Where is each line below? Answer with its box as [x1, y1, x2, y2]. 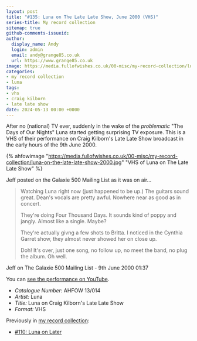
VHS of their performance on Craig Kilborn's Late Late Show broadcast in [6, 135, 184, 142]
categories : [6, 69, 35, 74]
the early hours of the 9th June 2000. [6, 141, 97, 148]
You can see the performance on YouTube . [6, 276, 110, 283]
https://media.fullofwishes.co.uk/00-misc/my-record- [47, 153, 178, 160]
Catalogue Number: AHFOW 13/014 [14, 287, 101, 294]
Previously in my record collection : [6, 317, 90, 324]
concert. [20, 200, 41, 207]
